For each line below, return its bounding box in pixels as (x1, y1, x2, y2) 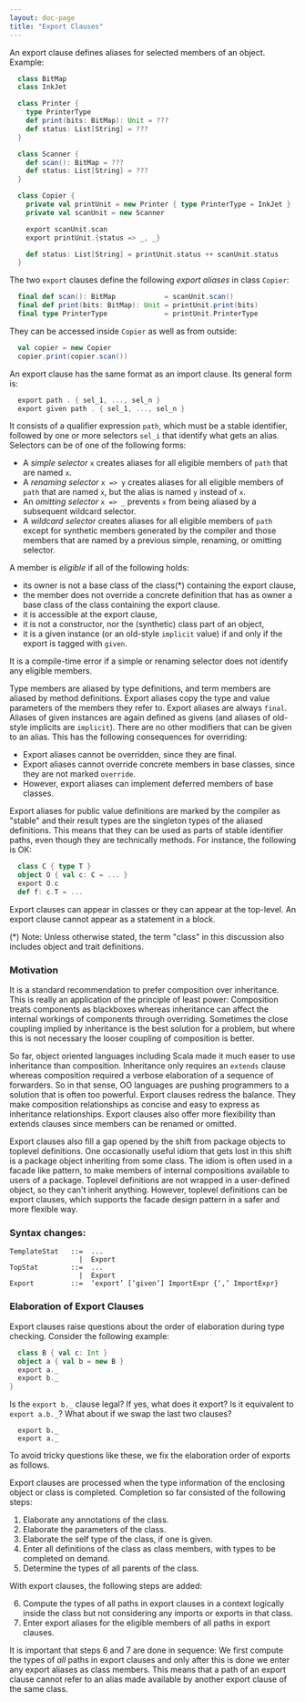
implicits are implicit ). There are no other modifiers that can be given (29, 722, 293, 733)
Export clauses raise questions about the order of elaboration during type (9, 1321, 285, 1332)
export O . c (17, 879, 59, 889)
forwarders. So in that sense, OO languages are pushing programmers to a (9, 1079, 290, 1090)
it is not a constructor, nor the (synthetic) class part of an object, (22, 619, 265, 630)
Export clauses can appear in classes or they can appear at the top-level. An (9, 903, 297, 914)
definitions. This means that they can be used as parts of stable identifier (9, 825, 284, 836)
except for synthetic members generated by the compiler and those (22, 525, 277, 536)
